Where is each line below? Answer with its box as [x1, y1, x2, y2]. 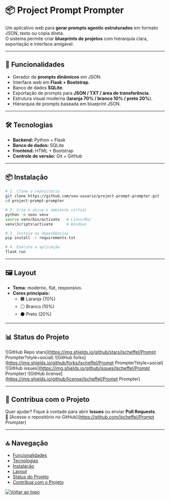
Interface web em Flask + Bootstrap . [12, 79, 90, 85]
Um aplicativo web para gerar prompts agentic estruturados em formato [5, 24, 158, 31]
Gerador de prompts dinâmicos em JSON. [12, 73, 102, 80]
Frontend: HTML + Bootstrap [12, 147, 74, 153]
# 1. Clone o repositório [5, 189, 60, 194]
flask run [5, 249, 26, 254]
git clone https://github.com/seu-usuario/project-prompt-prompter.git [5, 194, 159, 199]
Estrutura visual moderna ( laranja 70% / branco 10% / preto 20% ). [12, 95, 153, 101]
